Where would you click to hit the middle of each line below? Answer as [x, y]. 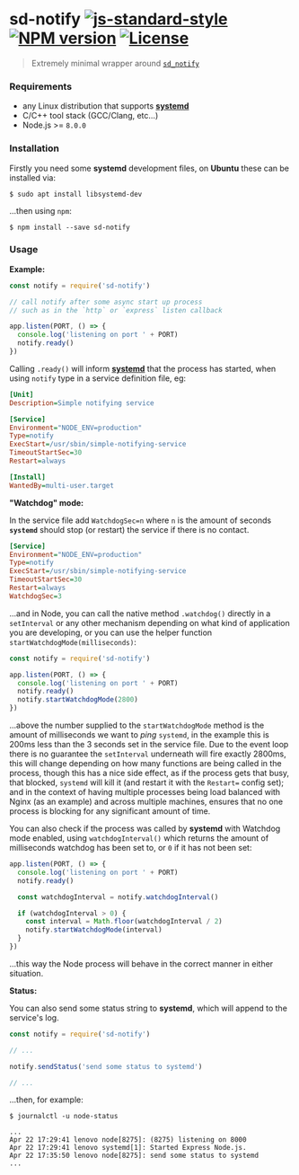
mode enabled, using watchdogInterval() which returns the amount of [139, 838]
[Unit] [22, 394]
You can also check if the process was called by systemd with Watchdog [145, 829]
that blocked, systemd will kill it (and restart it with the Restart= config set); [147, 782]
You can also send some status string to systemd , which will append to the [148, 1008]
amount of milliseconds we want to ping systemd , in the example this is [139, 735]
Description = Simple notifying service [82, 403]
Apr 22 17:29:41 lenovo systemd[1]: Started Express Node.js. [128, 1148]
